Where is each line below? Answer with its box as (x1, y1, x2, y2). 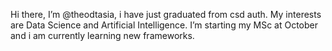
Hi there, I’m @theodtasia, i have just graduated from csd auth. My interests (10, 9, 322, 20)
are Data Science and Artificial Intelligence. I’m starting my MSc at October (10, 19, 319, 31)
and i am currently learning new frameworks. (10, 30, 195, 41)
